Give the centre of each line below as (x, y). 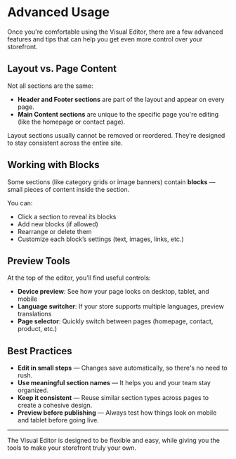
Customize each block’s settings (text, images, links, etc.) (100, 239)
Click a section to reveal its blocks (67, 216)
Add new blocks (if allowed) (58, 224)
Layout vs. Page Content (62, 69)
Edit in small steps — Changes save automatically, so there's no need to (122, 368)
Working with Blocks (53, 165)
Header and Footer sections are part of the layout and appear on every (121, 99)
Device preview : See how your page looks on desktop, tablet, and (113, 292)
